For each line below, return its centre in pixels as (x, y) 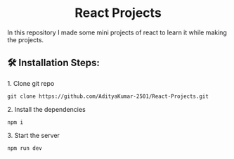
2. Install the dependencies (46, 109)
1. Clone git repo (31, 83)
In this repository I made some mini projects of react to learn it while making (117, 32)
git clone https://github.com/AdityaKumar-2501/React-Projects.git (108, 96)
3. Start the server (33, 135)
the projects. (26, 39)
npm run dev (25, 148)
